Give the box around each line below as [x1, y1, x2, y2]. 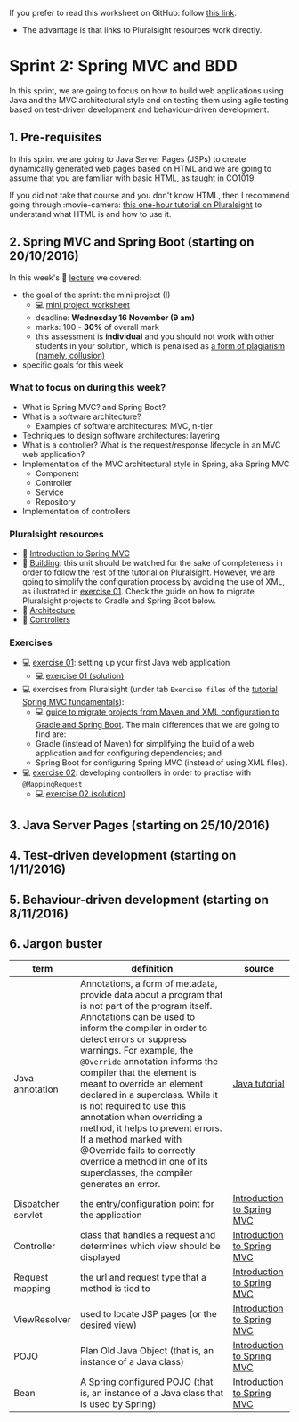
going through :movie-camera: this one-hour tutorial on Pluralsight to [9, 199, 263, 210]
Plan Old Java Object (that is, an [79, 1345, 214, 1357]
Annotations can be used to [79, 1011, 196, 1023]
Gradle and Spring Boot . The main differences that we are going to [35, 720, 279, 731]
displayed [79, 1251, 121, 1264]
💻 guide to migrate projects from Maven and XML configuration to [35, 707, 280, 717]
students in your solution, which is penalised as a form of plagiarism [35, 340, 286, 351]
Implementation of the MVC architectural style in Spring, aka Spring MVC [21, 458, 290, 469]
